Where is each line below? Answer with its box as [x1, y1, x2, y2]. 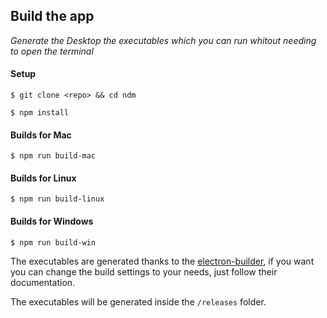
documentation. [10, 276, 76, 288]
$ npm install [10, 108, 70, 118]
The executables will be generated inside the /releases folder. [10, 295, 267, 308]
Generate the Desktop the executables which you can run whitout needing [10, 34, 317, 46]
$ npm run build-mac [10, 151, 97, 161]
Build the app [10, 8, 95, 25]
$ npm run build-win [10, 237, 97, 248]
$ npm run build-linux [10, 194, 105, 204]
